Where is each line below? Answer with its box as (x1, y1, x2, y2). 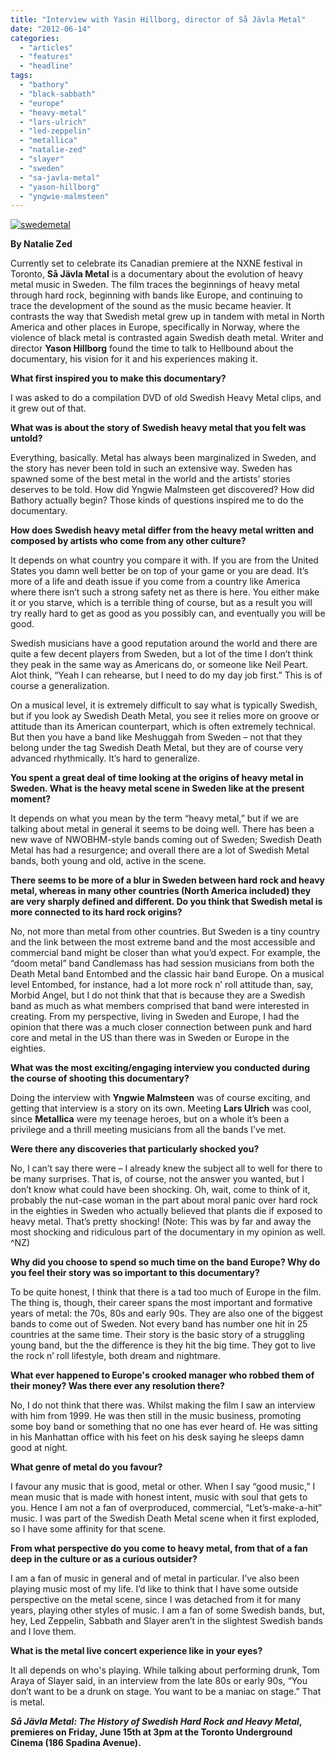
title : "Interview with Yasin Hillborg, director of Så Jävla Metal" (10, 14, 307, 25)
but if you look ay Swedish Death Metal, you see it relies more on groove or (10, 710, 320, 722)
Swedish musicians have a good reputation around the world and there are (10, 637, 318, 650)
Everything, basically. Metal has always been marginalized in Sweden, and (10, 452, 317, 464)
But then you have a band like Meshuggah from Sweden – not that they (10, 731, 303, 743)
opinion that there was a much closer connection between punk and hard (10, 1021, 312, 1033)
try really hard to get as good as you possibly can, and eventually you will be (10, 607, 326, 620)
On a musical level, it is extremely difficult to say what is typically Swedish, (10, 699, 318, 711)
